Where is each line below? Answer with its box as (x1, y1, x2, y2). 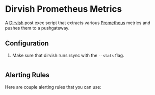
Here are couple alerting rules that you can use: (5, 84, 102, 90)
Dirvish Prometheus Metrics (5, 3, 122, 15)
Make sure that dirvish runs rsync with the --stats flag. (12, 52, 124, 58)
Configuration (5, 39, 49, 48)
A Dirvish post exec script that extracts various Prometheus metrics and (5, 20, 151, 26)
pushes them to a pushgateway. (5, 25, 70, 31)
